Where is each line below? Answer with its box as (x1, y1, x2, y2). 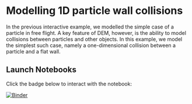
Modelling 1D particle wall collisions (6, 4, 183, 17)
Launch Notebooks (6, 65, 77, 75)
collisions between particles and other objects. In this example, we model (6, 35, 183, 42)
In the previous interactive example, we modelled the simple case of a (6, 23, 174, 30)
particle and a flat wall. (6, 48, 61, 55)
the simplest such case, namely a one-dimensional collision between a (6, 42, 176, 49)
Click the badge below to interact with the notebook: (6, 80, 132, 87)
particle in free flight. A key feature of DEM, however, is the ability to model (6, 29, 187, 36)
